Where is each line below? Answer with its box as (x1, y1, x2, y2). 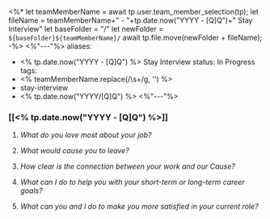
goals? (19, 186, 43, 195)
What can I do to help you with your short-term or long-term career (19, 178, 245, 187)
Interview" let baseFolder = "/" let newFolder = (8, 24, 164, 33)
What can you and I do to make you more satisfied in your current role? (19, 202, 259, 212)
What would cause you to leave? (19, 146, 129, 156)
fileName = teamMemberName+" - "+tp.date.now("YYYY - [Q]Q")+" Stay (8, 15, 253, 25)
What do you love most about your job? (19, 130, 152, 140)
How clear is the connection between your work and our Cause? (19, 161, 236, 171)
